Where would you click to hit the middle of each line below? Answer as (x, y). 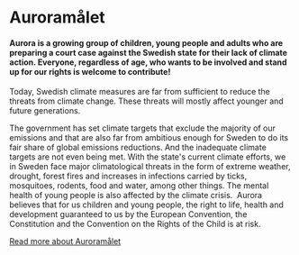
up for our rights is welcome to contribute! (90, 71)
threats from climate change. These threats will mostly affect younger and (146, 101)
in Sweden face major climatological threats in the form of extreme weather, (150, 167)
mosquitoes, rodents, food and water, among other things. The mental (139, 186)
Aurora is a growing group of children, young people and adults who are (146, 42)
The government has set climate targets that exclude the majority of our (143, 128)
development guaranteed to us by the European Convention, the (128, 214)
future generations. (45, 111)
